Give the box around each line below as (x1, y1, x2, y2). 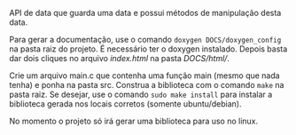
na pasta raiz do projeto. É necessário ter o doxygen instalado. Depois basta (9, 44, 288, 54)
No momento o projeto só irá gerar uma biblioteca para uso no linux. (9, 115, 259, 126)
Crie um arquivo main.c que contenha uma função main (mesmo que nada (9, 70, 281, 81)
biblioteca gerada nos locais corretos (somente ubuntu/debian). (9, 99, 242, 109)
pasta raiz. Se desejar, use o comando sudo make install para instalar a (9, 89, 273, 99)
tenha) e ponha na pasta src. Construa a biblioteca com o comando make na (9, 80, 284, 90)
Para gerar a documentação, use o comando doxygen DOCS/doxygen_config (9, 35, 282, 44)
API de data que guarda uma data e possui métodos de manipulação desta (9, 8, 282, 18)
